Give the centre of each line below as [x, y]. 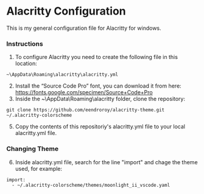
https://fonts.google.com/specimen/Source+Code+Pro [84, 92]
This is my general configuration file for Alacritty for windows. [84, 28]
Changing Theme [33, 149]
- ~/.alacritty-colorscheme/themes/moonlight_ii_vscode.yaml [91, 185]
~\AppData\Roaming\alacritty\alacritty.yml [62, 75]
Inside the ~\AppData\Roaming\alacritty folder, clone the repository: [100, 99]
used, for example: [39, 168]
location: [26, 64]
